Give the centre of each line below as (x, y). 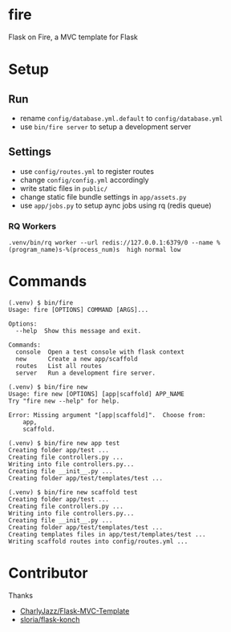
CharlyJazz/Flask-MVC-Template (75, 610)
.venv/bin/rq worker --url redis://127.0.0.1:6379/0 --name (111, 243)
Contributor (48, 573)
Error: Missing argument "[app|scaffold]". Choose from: (107, 415)
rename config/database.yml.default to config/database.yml (121, 118)
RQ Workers (32, 226)
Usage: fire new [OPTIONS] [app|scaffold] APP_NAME (96, 394)
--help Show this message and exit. (79, 330)
